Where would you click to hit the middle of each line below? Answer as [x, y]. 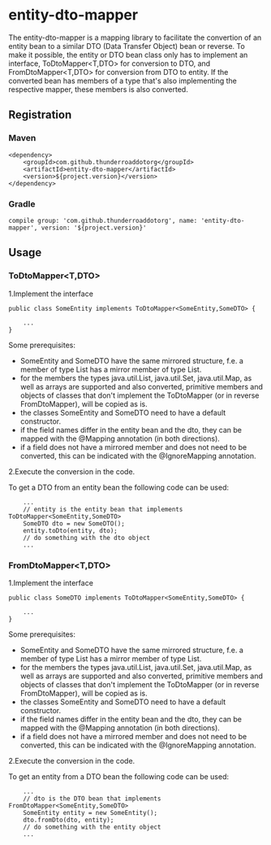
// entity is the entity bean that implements [103, 509]
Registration [40, 115]
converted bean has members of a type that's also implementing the [123, 81]
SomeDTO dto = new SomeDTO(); [74, 523]
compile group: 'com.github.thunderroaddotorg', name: [103, 220]
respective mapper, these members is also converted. [98, 89]
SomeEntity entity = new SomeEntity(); [90, 812]
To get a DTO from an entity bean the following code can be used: [119, 487]
